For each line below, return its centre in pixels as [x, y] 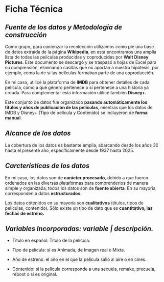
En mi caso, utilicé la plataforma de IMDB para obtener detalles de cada [77, 82]
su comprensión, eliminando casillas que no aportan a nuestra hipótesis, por [82, 68]
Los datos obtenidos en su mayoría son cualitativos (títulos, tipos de [74, 203]
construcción [26, 35]
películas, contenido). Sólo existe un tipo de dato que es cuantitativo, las [79, 208]
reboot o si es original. [35, 274]
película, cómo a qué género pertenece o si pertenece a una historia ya [77, 87]
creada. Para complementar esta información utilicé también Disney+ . [76, 93]
